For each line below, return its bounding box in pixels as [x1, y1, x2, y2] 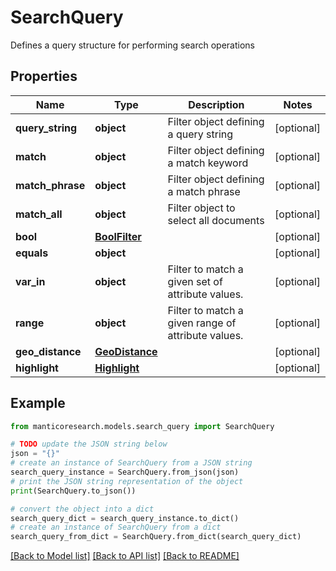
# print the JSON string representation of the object [10, 476, 244, 486]
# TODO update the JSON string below [10, 439, 168, 450]
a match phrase [167, 184, 241, 198]
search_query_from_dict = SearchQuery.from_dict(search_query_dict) [10, 532, 302, 542]
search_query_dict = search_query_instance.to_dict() [10, 513, 240, 523]
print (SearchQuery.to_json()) [10, 486, 137, 496]
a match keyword [167, 156, 249, 170]
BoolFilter [94, 229, 142, 243]
